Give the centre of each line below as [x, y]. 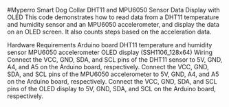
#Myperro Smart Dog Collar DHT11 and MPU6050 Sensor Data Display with [113, 10]
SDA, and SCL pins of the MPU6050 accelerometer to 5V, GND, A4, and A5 [113, 74]
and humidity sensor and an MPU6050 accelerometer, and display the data [113, 24]
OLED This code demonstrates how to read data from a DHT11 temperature [113, 17]
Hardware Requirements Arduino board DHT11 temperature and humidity [110, 45]
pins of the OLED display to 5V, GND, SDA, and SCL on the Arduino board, [112, 89]
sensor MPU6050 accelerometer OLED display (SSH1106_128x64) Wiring [110, 52]
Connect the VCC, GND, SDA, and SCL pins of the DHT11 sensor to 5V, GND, [115, 60]
